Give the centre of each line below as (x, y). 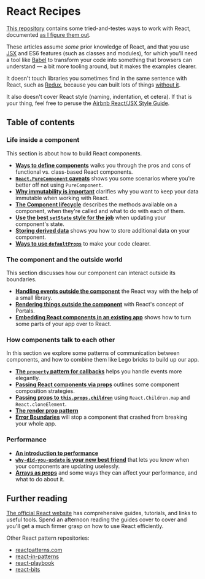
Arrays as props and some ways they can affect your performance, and (106, 472)
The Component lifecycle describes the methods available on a (96, 204)
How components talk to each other (61, 340)
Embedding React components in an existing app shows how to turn (103, 317)
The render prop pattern (47, 411)
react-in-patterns (37, 556)
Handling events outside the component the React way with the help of (106, 291)
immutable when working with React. (62, 198)
